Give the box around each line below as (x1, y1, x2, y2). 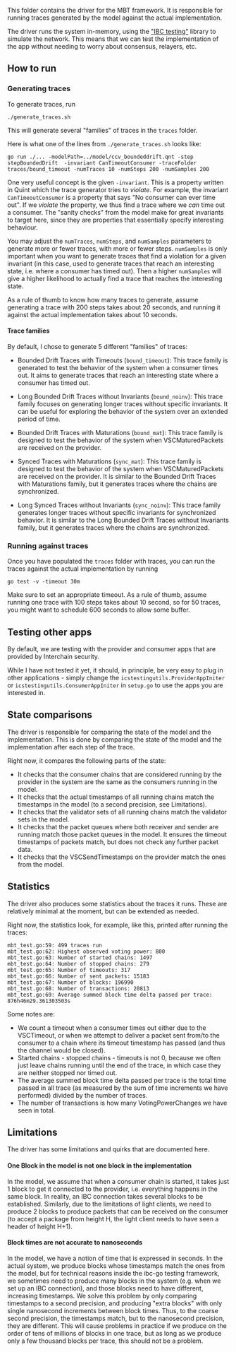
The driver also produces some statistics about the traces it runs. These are (7, 899, 228, 908)
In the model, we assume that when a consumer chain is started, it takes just (7, 1177, 230, 1185)
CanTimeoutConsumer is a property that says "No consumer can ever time (7, 193, 216, 201)
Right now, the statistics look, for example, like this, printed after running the (7, 920, 228, 929)
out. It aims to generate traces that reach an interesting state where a (17, 371, 218, 379)
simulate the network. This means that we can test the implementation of (7, 35, 219, 43)
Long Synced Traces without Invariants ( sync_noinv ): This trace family (17, 501, 221, 509)
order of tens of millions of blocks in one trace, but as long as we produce (7, 1329, 222, 1337)
